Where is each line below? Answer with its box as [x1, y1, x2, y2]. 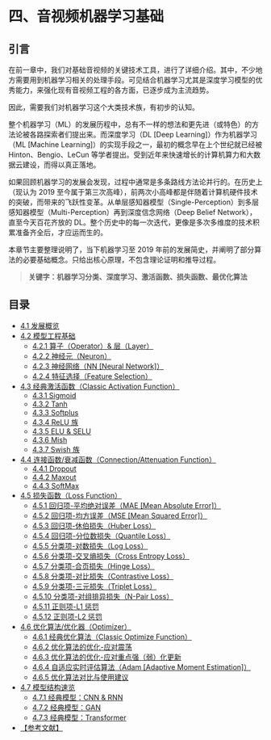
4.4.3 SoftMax [31, 481, 79, 490]
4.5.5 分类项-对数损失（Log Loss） [31, 540, 148, 550]
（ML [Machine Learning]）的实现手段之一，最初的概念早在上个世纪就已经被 [8, 140, 263, 149]
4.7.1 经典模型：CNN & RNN [31, 692, 123, 702]
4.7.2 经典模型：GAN [31, 702, 102, 712]
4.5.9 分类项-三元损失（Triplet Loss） [31, 581, 157, 591]
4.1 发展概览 [19, 321, 60, 330]
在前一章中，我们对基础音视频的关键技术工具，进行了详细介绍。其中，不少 [8, 65, 256, 74]
